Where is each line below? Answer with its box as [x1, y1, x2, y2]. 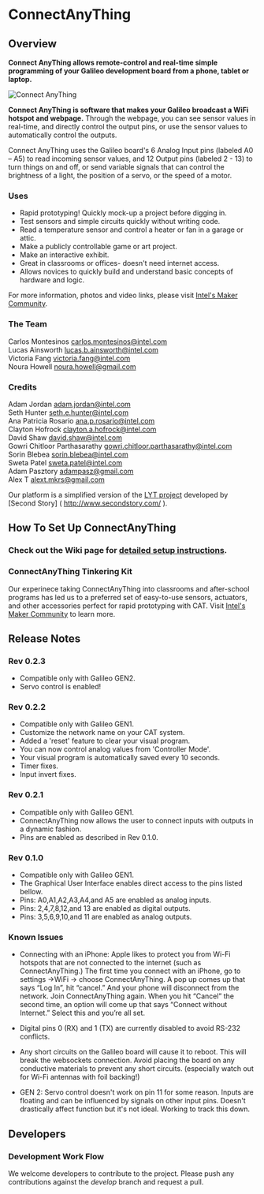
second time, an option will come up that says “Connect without [19, 1000, 228, 1009]
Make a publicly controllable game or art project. [19, 242, 177, 252]
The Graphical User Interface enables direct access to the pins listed [19, 879, 243, 888]
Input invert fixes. [19, 770, 76, 779]
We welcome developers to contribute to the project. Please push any [8, 1169, 235, 1178]
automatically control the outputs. [8, 130, 117, 140]
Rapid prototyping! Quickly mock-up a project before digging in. [19, 208, 227, 218]
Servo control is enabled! [19, 682, 102, 692]
